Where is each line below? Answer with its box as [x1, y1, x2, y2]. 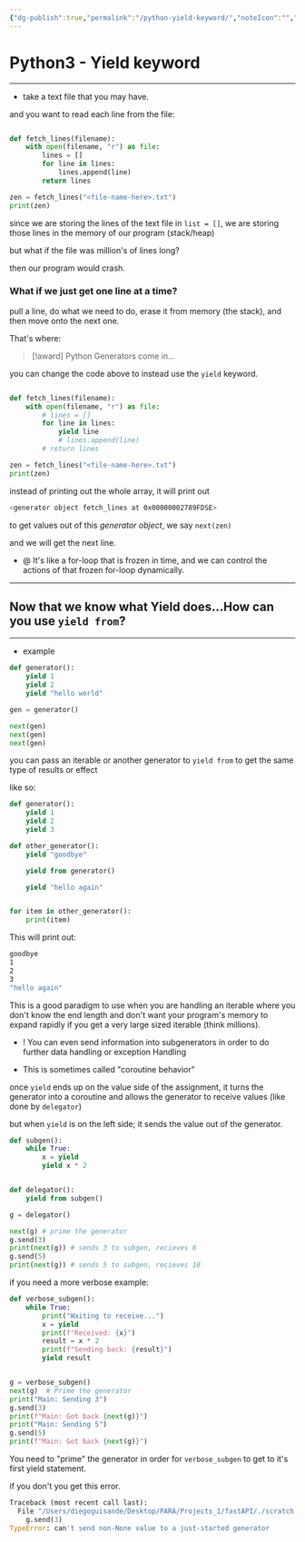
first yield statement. [9, 1463, 86, 1474]
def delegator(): [9, 1186, 75, 1195]
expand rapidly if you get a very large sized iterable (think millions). [9, 1019, 261, 1030]
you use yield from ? [9, 614, 126, 628]
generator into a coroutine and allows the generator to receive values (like [9, 1091, 286, 1102]
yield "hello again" [25, 883, 103, 892]
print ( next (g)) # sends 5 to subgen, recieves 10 [9, 1260, 202, 1270]
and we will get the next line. [9, 537, 116, 548]
